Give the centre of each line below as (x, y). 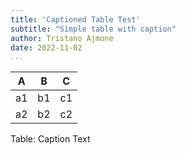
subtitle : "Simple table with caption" (93, 29)
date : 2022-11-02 (46, 47)
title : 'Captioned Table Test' (75, 19)
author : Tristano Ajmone (62, 38)
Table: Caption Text (50, 139)
